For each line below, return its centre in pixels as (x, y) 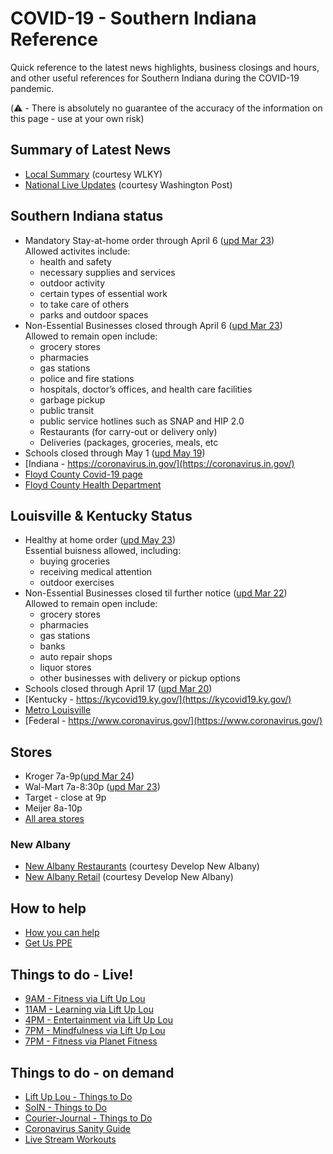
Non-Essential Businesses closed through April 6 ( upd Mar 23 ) (153, 325)
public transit (67, 410)
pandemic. (32, 88)
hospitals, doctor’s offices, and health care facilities (146, 389)
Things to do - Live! (72, 974)
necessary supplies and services (107, 272)
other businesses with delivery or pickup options (140, 678)
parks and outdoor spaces (94, 314)
